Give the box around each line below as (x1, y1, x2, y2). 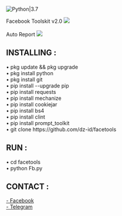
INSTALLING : (6, 48, 57, 58)
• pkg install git (6, 76, 43, 83)
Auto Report (6, 31, 35, 38)
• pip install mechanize (6, 95, 62, 102)
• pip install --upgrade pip (6, 82, 69, 89)
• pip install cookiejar (6, 100, 57, 108)
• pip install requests (6, 88, 57, 95)
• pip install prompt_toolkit (6, 119, 70, 126)
